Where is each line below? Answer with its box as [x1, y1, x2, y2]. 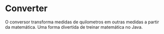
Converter [5, 3, 48, 14]
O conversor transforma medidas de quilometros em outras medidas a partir [5, 19, 160, 25]
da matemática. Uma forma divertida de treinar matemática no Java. [5, 24, 143, 30]
